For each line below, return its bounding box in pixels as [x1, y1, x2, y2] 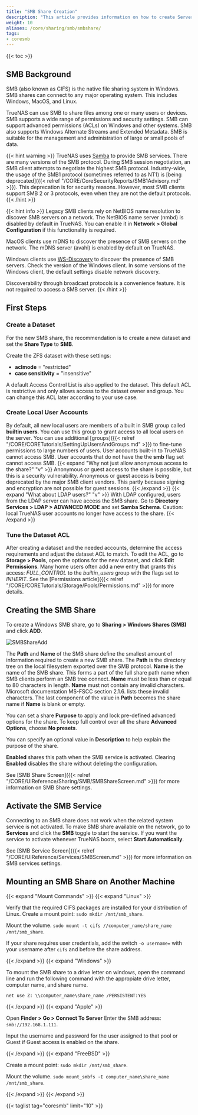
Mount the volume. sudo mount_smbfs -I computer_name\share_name [6, 1072, 170, 1080]
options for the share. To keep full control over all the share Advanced [6, 718, 177, 725]
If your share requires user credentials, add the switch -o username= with [6, 939, 183, 947]
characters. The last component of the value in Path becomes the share [6, 694, 181, 701]
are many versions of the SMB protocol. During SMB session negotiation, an [6, 158, 190, 166]
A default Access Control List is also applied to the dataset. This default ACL [6, 381, 192, 388]
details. [6, 588, 24, 595]
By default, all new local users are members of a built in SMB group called [6, 422, 186, 429]
